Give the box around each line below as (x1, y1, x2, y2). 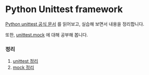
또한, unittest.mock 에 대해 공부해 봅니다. (5, 31, 88, 37)
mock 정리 (12, 64, 34, 70)
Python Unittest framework (5, 4, 123, 15)
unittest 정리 (12, 58, 38, 64)
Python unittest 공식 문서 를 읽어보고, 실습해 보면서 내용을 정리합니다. (5, 21, 144, 27)
